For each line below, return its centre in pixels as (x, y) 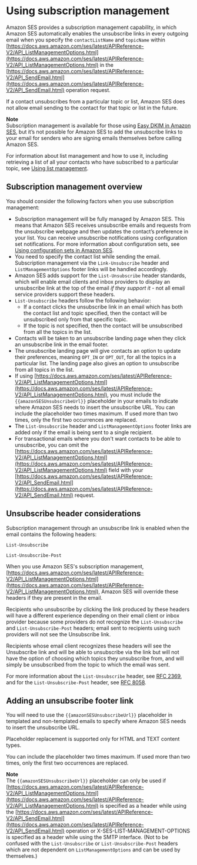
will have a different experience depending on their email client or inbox (93, 615)
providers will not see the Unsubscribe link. (59, 634)
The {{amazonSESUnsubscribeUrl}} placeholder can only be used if (86, 781)
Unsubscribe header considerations (74, 514)
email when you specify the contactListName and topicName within (86, 40)
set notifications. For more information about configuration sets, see (97, 244)
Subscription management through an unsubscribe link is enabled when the (98, 528)
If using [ (25, 376)
